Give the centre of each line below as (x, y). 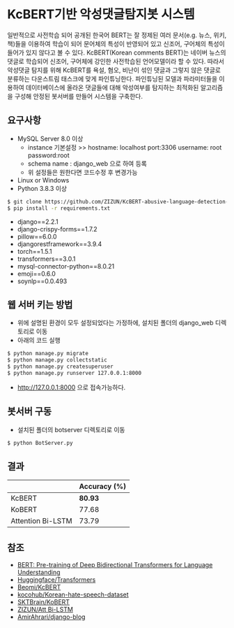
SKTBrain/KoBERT (44, 602)
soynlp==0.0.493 (42, 281)
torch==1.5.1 (34, 251)
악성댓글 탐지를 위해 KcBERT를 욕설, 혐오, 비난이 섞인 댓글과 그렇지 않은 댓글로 (114, 70)
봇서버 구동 (30, 412)
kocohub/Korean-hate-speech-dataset (73, 594)
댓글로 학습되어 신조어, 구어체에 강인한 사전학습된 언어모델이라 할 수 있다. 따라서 (116, 61)
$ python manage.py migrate (48, 354)
